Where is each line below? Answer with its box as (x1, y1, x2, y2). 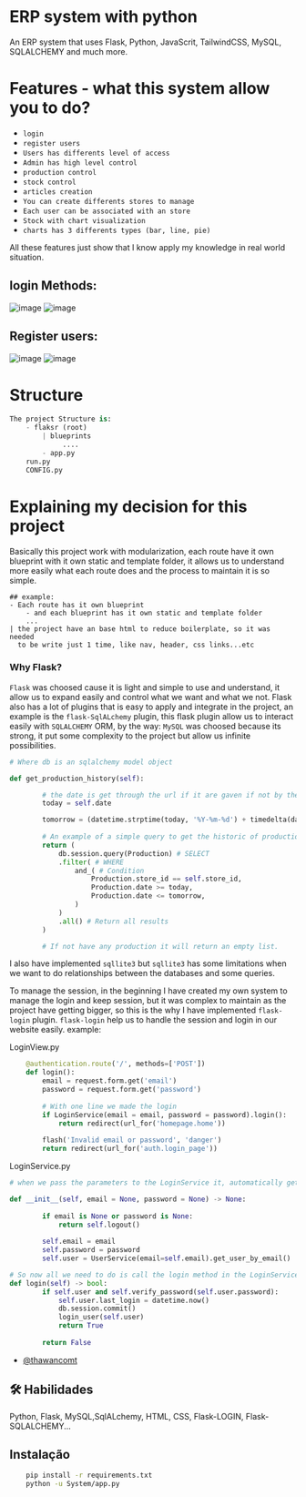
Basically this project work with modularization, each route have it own (9, 545, 275, 556)
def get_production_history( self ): (9, 774, 145, 783)
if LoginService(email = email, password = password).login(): (42, 1110, 287, 1119)
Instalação (9, 1447, 71, 1462)
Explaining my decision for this (9, 496, 248, 516)
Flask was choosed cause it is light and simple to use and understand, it (9, 681, 280, 693)
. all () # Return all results (57, 917, 169, 926)
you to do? (9, 97, 91, 118)
